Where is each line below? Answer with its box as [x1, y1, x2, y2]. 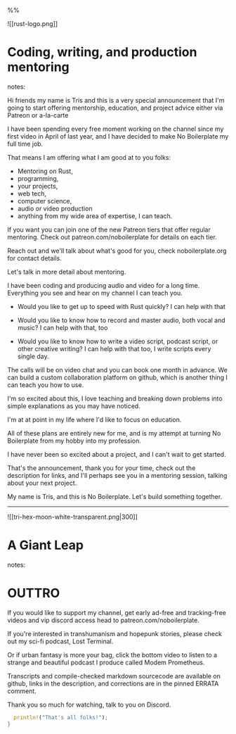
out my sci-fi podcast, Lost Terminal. [7, 637, 114, 645]
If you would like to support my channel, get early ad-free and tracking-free [7, 608, 226, 616]
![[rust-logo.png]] [7, 20, 58, 27]
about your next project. [7, 479, 77, 487]
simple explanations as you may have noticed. [7, 401, 140, 410]
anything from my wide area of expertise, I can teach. [17, 211, 173, 220]
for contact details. [7, 253, 62, 262]
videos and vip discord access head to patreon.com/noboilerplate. [7, 616, 200, 624]
